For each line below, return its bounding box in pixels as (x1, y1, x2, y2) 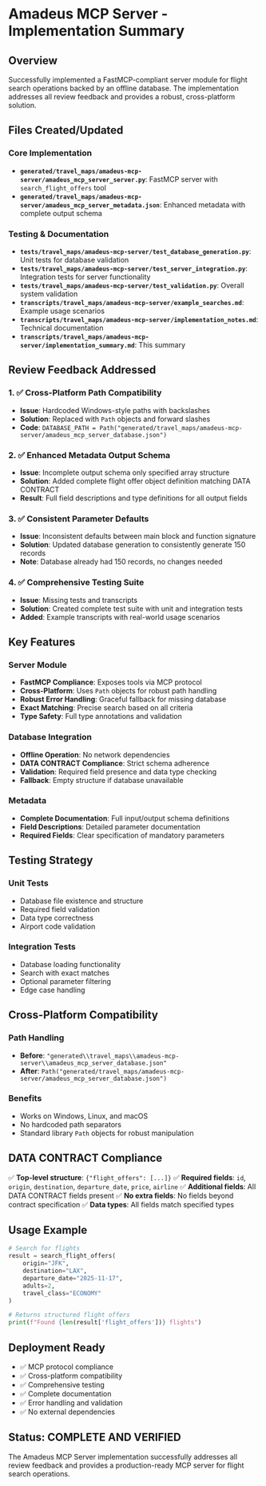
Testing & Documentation (8, 228, 109, 239)
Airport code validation (19, 922, 96, 931)
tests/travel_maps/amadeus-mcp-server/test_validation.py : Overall (19, 280, 244, 290)
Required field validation (19, 904, 100, 914)
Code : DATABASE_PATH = (19, 422, 97, 432)
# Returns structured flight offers (8, 1311, 130, 1319)
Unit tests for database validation (19, 255, 129, 264)
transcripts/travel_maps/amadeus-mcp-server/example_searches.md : (19, 297, 244, 307)
